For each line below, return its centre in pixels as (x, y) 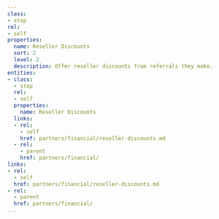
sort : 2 (25, 54)
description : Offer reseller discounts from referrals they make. (113, 66)
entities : (22, 73)
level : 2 (26, 60)
